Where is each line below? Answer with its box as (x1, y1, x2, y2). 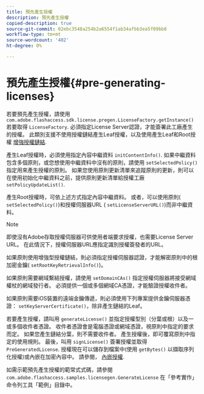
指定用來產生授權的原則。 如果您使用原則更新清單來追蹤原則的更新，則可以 (6, 166, 194, 174)
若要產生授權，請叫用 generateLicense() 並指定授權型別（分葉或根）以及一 (6, 315, 194, 322)
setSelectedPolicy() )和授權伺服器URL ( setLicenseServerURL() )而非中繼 (6, 201, 188, 208)
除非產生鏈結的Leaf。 (91, 302, 146, 310)
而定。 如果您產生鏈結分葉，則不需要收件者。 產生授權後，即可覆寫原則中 (6, 330, 190, 338)
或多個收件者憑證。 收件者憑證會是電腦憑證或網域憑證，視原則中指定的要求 (6, 322, 194, 330)
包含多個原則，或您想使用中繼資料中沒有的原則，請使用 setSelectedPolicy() (6, 158, 198, 166)
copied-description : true (6, 20, 72, 26)
